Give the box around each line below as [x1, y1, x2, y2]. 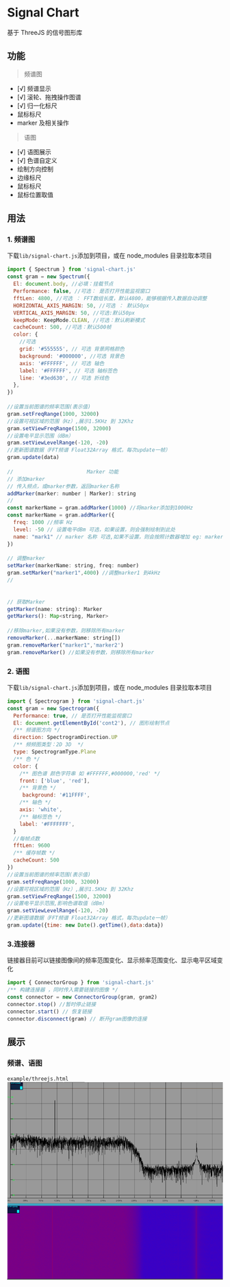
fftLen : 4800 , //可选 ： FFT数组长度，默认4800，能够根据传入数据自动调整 [13, 295, 207, 302]
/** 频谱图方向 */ [13, 727, 60, 734]
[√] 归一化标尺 [16, 101, 57, 110]
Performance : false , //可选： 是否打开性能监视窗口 [13, 288, 151, 295]
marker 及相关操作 [16, 118, 70, 127]
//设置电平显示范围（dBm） [7, 432, 74, 439]
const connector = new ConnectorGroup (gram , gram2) [7, 994, 157, 1001]
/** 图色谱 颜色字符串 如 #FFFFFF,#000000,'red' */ [19, 770, 161, 777]
